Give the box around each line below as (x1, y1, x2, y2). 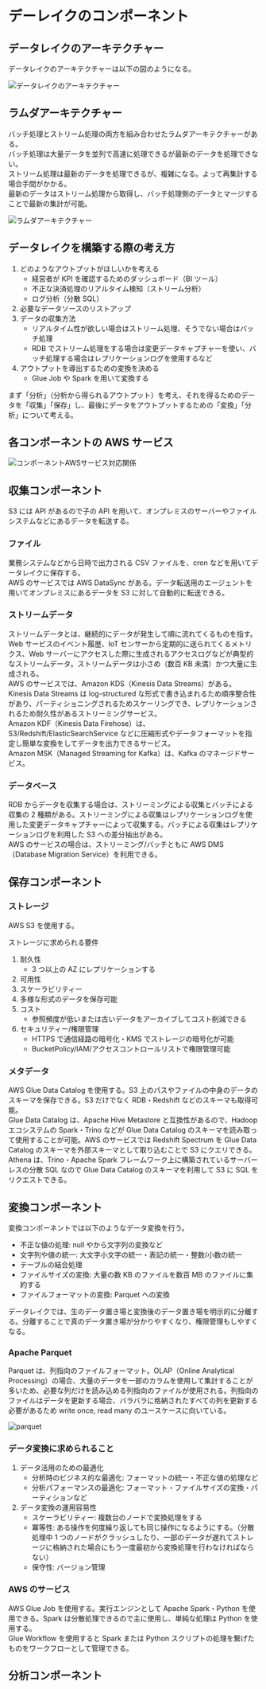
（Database (8, 849, 47, 860)
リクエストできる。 (8, 1175, 71, 1184)
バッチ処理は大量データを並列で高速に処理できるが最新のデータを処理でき (8, 149, 252, 158)
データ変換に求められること (8, 1443, 114, 1454)
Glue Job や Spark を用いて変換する (31, 373, 149, 383)
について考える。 (21, 410, 78, 419)
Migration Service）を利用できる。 (48, 849, 162, 860)
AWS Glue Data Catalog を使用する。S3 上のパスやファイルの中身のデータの (8, 1086, 258, 1095)
